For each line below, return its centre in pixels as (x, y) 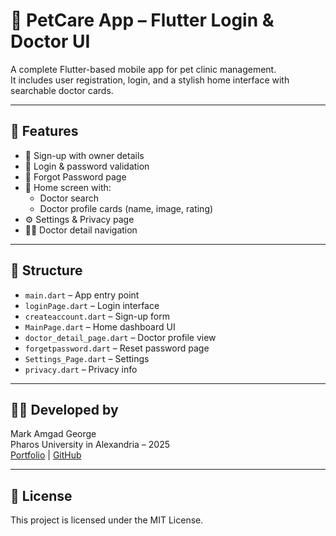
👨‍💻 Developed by (64, 409)
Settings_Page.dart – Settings (87, 358)
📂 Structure (46, 270)
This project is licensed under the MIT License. (107, 520)
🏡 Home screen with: (68, 187)
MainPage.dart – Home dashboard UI (100, 326)
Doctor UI (50, 41)
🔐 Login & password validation (87, 166)
